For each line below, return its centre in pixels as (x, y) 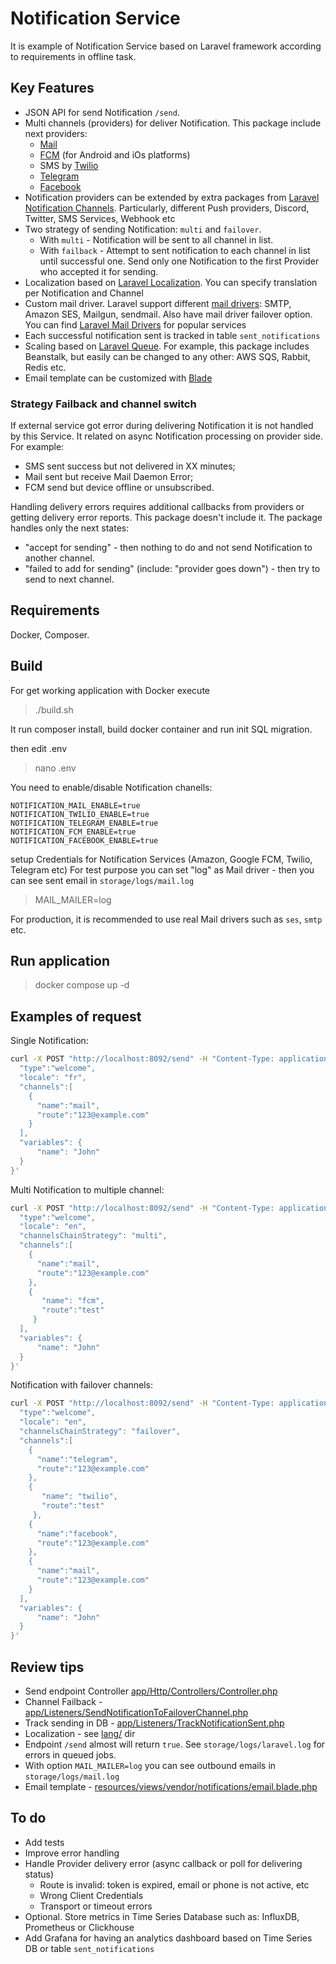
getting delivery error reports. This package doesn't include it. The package (166, 518)
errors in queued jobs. (70, 1754)
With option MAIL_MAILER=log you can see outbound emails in (150, 1765)
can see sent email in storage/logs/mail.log (102, 880)
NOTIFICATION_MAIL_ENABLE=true (75, 805)
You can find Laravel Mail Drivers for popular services (135, 324)
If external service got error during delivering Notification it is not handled (162, 426)
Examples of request (76, 1016)
